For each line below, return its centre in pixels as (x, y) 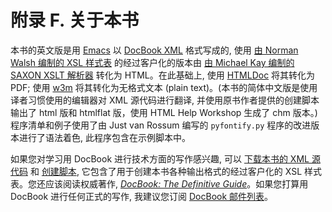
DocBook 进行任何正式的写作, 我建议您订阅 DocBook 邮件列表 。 (142, 196)
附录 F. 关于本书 (75, 20)
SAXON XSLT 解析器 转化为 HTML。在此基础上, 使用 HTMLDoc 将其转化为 (163, 75)
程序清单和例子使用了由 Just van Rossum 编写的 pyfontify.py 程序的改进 (161, 125)
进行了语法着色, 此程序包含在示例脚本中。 (104, 137)
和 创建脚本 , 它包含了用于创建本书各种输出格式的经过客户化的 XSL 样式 (176, 171)
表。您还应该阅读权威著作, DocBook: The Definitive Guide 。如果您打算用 (159, 183)
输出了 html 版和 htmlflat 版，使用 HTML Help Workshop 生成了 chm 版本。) (164, 112)
